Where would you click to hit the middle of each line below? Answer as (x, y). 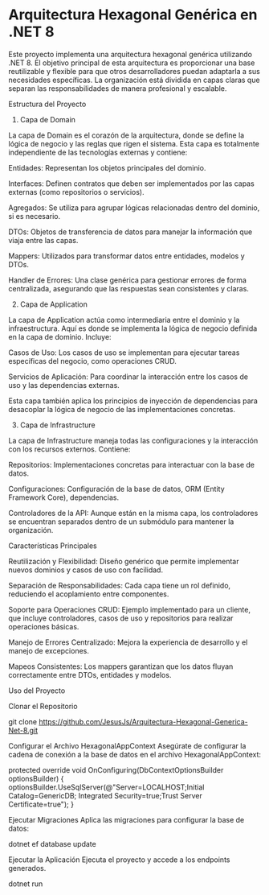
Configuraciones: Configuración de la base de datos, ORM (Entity (116, 489)
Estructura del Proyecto (47, 104)
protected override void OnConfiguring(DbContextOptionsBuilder (116, 769)
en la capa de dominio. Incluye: (60, 336)
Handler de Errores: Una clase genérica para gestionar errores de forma (128, 280)
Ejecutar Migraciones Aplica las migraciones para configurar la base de (126, 819)
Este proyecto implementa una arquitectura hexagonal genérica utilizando (130, 54)
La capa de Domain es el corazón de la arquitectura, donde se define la (126, 135)
